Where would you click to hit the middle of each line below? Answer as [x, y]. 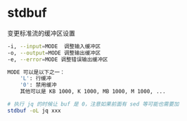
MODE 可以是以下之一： [36, 72]
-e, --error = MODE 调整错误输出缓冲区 [58, 59]
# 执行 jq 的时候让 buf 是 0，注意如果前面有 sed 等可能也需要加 [93, 104]
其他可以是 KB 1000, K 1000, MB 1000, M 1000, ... [93, 92]
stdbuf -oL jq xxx [34, 111]
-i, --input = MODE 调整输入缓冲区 [54, 46]
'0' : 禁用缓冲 [39, 85]
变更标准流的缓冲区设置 [41, 33]
